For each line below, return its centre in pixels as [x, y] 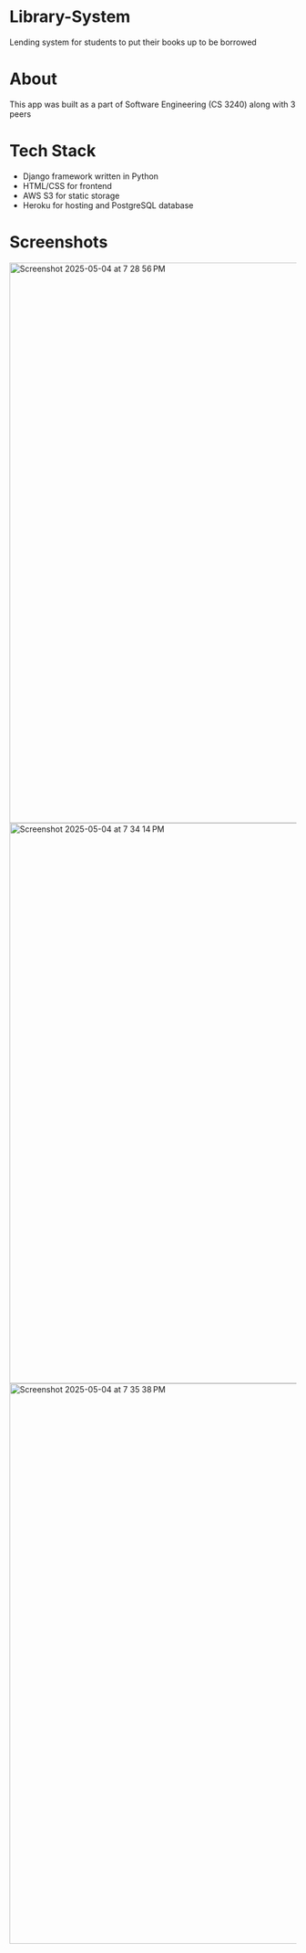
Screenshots [59, 242]
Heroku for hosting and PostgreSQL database [108, 205]
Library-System [70, 17]
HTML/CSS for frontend [67, 185]
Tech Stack [53, 151]
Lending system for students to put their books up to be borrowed [133, 42]
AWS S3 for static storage [71, 195]
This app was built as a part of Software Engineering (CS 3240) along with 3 [153, 104]
